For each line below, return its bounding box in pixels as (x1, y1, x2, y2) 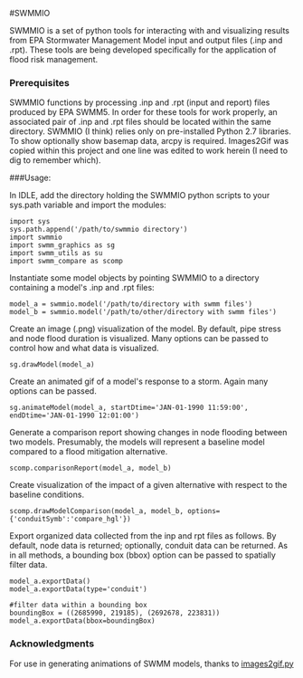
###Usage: (9, 172, 52, 184)
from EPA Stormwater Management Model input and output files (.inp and (9, 35, 283, 45)
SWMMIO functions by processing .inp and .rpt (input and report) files (9, 97, 270, 108)
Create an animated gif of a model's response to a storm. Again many (9, 376, 269, 387)
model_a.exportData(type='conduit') (9, 585, 147, 594)
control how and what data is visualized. (9, 343, 160, 354)
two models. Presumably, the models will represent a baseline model (9, 436, 265, 447)
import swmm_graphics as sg (9, 241, 116, 250)
